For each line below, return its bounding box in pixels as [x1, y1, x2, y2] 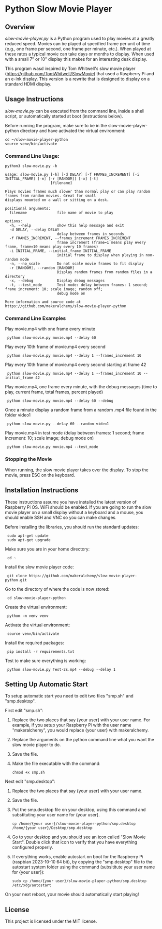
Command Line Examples [5, 315, 66, 322]
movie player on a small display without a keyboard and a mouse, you [5, 509, 144, 515]
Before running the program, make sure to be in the [5, 122, 107, 128]
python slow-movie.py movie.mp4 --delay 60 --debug [7, 398, 114, 403]
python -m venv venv [7, 613, 49, 618]
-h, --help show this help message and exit [9, 223, 124, 228]
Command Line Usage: [5, 152, 59, 159]
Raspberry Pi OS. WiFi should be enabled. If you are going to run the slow [5, 504, 151, 510]
